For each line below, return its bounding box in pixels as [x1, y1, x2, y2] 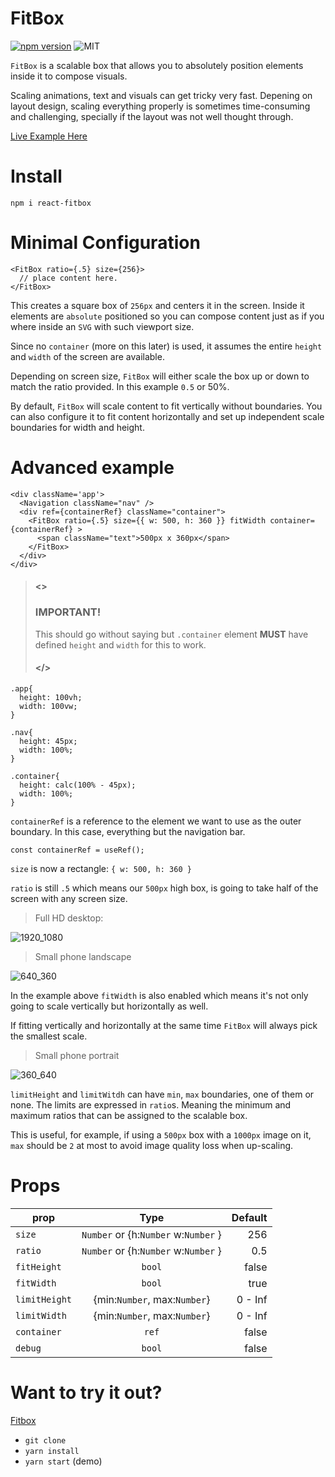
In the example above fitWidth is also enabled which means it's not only [10, 989, 309, 1001]
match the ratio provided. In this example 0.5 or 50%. [10, 380, 230, 392]
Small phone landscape [34, 950, 132, 962]
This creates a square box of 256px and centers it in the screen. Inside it [10, 299, 305, 311]
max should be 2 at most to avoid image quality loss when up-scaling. [10, 1139, 294, 1151]
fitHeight [15, 1261, 62, 1272]
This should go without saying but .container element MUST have [34, 628, 309, 640]
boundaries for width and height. [10, 421, 145, 433]
